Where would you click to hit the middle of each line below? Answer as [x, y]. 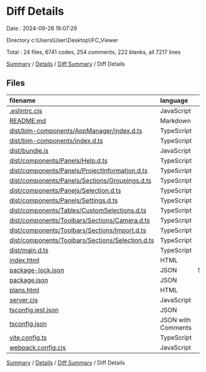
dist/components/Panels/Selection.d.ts [65, 190]
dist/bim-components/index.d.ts [56, 140]
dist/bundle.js [29, 150]
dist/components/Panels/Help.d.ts [59, 161]
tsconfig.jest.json [34, 309]
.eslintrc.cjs [26, 110]
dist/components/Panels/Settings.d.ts [64, 200]
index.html [25, 260]
